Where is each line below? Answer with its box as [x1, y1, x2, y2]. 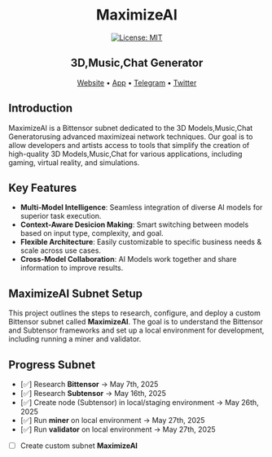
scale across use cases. [20, 246, 102, 255]
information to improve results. [20, 263, 124, 273]
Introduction [8, 102, 73, 115]
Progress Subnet [8, 358, 96, 372]
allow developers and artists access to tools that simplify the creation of [8, 140, 250, 150]
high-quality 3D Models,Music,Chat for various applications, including [8, 149, 243, 159]
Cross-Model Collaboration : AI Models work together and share [20, 255, 237, 264]
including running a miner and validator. [8, 334, 142, 344]
